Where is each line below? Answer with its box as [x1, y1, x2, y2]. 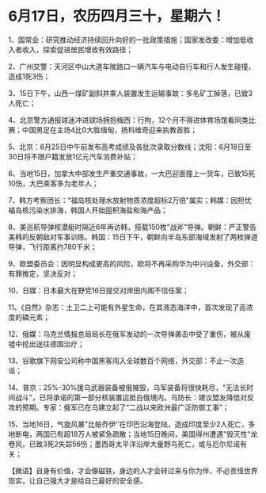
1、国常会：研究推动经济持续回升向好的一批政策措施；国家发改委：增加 [8, 35, 240, 44]
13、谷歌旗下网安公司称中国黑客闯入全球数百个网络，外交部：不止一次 [8, 356, 237, 365]
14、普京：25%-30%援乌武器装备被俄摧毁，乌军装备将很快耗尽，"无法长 [8, 382, 247, 392]
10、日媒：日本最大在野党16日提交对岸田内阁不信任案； [8, 285, 189, 295]
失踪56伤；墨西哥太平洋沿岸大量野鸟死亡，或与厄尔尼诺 [58, 439, 241, 449]
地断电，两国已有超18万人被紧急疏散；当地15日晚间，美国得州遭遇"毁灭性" [8, 429, 251, 438]
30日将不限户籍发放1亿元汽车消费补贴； [8, 151, 139, 161]
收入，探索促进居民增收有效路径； [21, 44, 133, 54]
